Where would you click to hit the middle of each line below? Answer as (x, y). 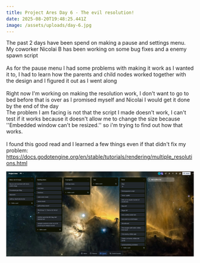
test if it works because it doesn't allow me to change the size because (93, 119)
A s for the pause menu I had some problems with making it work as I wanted (100, 68)
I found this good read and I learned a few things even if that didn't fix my (96, 144)
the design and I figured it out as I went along (62, 81)
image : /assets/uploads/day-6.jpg (49, 25)
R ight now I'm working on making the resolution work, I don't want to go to (98, 94)
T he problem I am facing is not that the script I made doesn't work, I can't (96, 113)
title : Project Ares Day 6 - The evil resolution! (70, 13)
